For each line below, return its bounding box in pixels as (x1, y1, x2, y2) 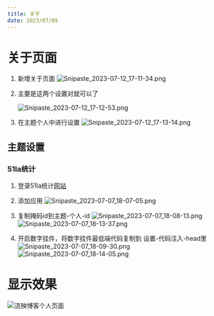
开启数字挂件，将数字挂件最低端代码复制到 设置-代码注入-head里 (17, 235, 207, 243)
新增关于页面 (17, 74, 55, 83)
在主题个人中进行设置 (17, 118, 80, 127)
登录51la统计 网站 (17, 181, 67, 190)
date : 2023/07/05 (7, 17, 59, 24)
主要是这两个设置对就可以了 (17, 89, 99, 98)
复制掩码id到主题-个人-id (17, 212, 90, 220)
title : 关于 (7, 10, 40, 18)
